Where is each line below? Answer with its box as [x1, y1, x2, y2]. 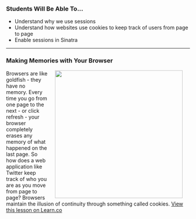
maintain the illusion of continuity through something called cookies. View [6, 200, 184, 207]
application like [6, 163, 43, 170]
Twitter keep [6, 169, 36, 176]
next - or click [6, 107, 40, 114]
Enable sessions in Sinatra [14, 37, 78, 44]
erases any [6, 132, 33, 139]
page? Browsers [6, 194, 45, 201]
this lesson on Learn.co [6, 206, 62, 213]
